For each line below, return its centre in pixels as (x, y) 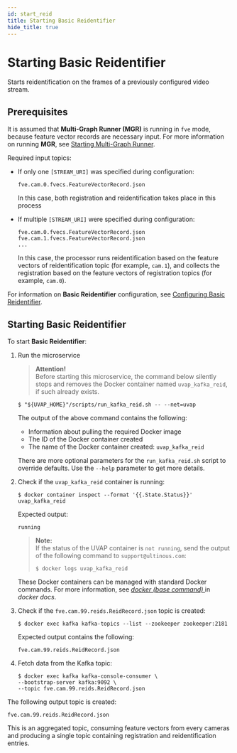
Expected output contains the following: (76, 636)
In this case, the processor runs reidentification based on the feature (118, 258)
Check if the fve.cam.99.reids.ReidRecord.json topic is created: (111, 610)
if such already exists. (67, 391)
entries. (18, 743)
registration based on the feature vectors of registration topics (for (115, 273)
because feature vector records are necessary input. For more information (116, 137)
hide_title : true (33, 27)
